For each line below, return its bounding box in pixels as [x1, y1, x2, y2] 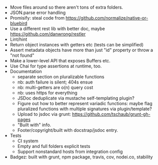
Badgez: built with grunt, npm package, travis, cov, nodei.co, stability [10, 154, 153, 160]
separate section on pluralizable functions [17, 74, 104, 79]
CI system [17, 138, 39, 144]
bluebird [10, 20, 28, 26]
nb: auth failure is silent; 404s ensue [17, 79, 93, 85]
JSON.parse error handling [10, 10, 66, 16]
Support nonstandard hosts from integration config [17, 148, 123, 154]
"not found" [10, 52, 35, 58]
